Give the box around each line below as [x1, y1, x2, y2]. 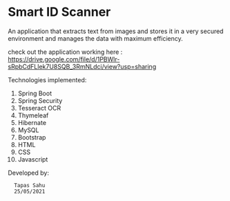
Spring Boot [17, 89, 52, 97]
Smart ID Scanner [8, 4, 111, 20]
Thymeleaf [17, 111, 49, 119]
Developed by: [8, 169, 49, 177]
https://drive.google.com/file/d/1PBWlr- [8, 55, 120, 63]
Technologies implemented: [8, 75, 87, 84]
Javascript [17, 155, 48, 163]
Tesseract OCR [17, 104, 61, 112]
